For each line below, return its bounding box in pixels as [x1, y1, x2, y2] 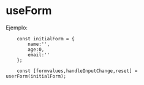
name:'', [28, 41, 50, 47]
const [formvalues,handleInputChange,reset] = [17, 68, 138, 74]
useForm [6, 4, 52, 18]
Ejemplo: [6, 24, 28, 31]
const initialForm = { [17, 35, 75, 42]
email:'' [28, 51, 50, 58]
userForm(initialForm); [6, 73, 67, 79]
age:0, [28, 46, 45, 53]
